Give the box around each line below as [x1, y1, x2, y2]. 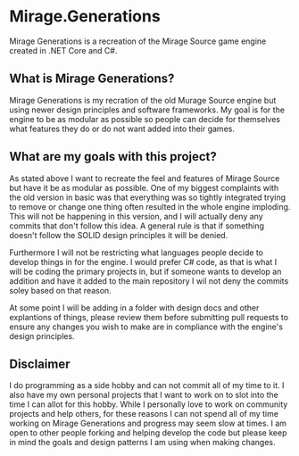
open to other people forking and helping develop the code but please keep [9, 427, 287, 438]
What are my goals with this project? [9, 149, 217, 164]
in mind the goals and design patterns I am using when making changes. [9, 437, 276, 448]
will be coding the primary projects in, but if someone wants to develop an [9, 266, 282, 277]
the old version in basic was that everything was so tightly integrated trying [9, 192, 287, 203]
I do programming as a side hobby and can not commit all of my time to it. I [9, 380, 285, 391]
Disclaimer [9, 356, 71, 371]
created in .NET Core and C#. [9, 45, 118, 55]
